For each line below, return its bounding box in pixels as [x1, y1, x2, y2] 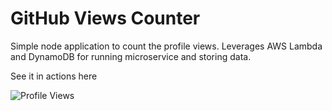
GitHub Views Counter [10, 7, 201, 30]
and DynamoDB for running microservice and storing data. [10, 50, 252, 62]
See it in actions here [10, 70, 98, 82]
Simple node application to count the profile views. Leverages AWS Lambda [10, 40, 323, 52]
